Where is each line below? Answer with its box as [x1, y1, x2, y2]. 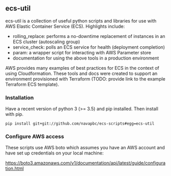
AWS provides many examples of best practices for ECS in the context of [5, 65, 160, 71]
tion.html [5, 165, 24, 171]
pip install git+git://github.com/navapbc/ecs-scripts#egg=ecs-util [5, 121, 155, 126]
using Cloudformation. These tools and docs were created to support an [5, 70, 158, 76]
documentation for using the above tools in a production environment [12, 55, 159, 61]
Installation [5, 94, 34, 101]
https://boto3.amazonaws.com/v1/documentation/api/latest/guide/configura [5, 160, 166, 166]
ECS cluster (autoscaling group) [12, 38, 80, 45]
